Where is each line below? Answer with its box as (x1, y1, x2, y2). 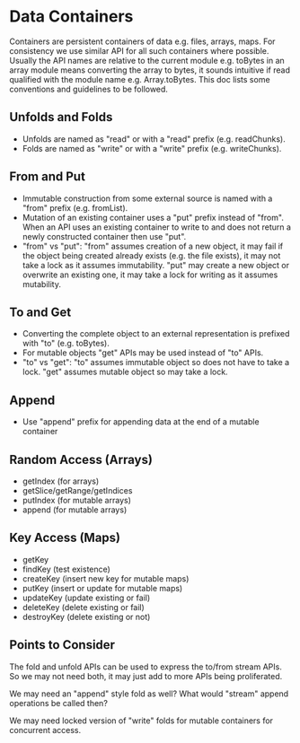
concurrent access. (9, 724, 82, 735)
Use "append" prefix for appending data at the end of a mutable (22, 416, 260, 427)
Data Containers (9, 6, 134, 27)
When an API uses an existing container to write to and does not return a (22, 222, 292, 232)
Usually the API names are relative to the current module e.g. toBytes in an (9, 55, 285, 66)
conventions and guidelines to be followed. (9, 83, 169, 94)
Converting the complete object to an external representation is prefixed (22, 328, 290, 339)
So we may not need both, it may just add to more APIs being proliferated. (9, 670, 283, 681)
